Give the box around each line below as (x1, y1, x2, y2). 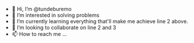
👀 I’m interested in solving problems (11, 12, 100, 19)
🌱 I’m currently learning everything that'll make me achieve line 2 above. (11, 18, 189, 24)
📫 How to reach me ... (11, 31, 67, 37)
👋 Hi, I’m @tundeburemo (11, 6, 72, 12)
